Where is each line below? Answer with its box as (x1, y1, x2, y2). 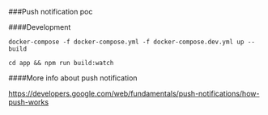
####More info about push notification (8, 73, 138, 83)
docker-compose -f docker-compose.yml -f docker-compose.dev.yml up (8, 38, 245, 46)
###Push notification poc (8, 7, 93, 16)
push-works (8, 97, 49, 107)
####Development (8, 23, 71, 31)
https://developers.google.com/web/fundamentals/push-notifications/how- (8, 88, 260, 98)
